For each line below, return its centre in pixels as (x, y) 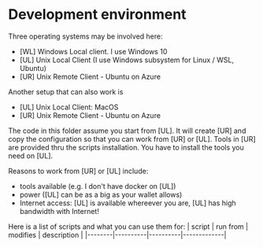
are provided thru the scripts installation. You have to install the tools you (126, 147)
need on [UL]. (31, 156)
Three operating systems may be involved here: (85, 36)
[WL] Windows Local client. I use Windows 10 (93, 51)
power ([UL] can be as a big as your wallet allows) (101, 194)
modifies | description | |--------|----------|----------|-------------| (117, 234)
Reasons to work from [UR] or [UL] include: (78, 171)
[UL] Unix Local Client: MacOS (69, 107)
